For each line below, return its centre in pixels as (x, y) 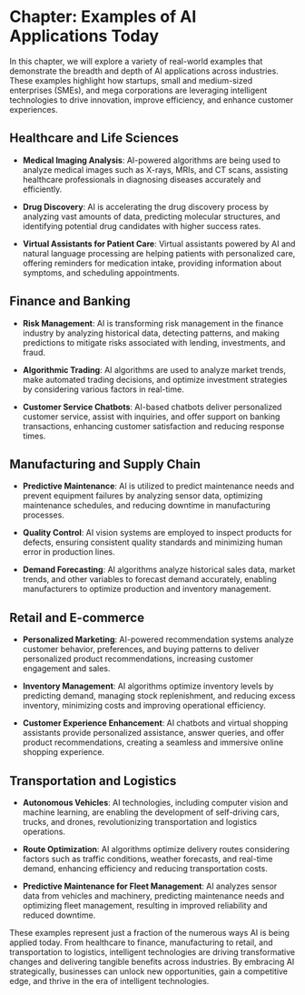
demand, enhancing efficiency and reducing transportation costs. (145, 869)
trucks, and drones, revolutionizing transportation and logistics (140, 822)
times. (34, 436)
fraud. (34, 352)
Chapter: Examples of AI (103, 17)
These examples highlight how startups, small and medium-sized (131, 80)
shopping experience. (63, 752)
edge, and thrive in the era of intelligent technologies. (109, 981)
